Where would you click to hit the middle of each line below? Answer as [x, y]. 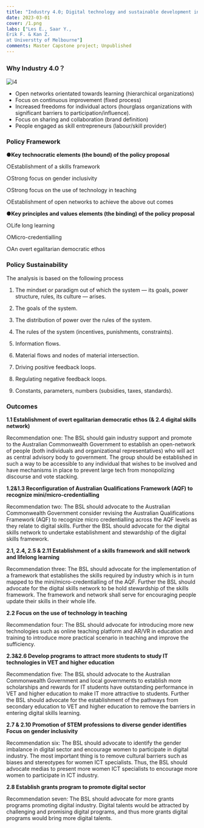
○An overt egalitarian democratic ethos [56, 249]
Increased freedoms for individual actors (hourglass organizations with [104, 106]
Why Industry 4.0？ [36, 68]
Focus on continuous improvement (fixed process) [78, 100]
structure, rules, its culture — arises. [60, 296]
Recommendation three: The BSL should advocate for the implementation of [101, 569]
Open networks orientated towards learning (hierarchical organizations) [104, 94]
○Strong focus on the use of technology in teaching [71, 190]
